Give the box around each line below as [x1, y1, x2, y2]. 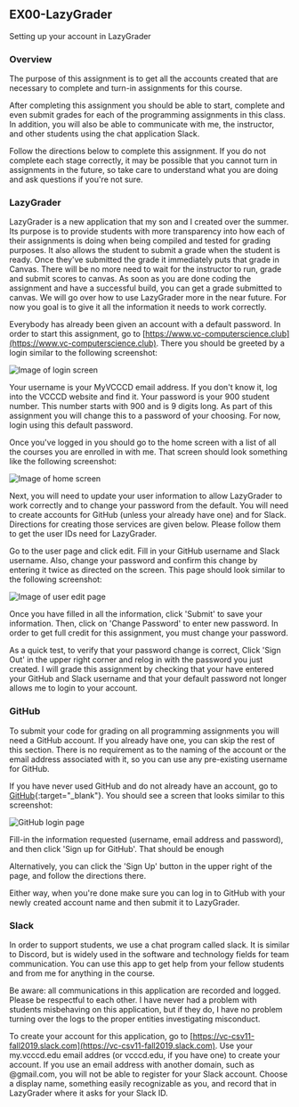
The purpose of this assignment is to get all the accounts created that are [9, 73, 279, 84]
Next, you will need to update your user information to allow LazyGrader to [9, 490, 283, 502]
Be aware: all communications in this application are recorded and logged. [9, 985, 281, 996]
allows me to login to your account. [9, 683, 138, 693]
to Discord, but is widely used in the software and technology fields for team [9, 949, 289, 959]
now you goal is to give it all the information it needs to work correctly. [9, 302, 267, 313]
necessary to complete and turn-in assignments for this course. [9, 83, 243, 94]
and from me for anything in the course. [9, 968, 156, 979]
